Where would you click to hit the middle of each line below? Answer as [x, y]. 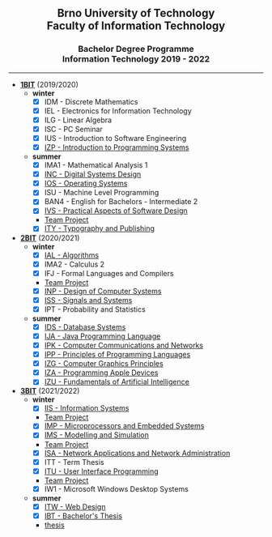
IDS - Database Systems [85, 326]
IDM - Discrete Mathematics [91, 101]
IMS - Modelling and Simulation [97, 435]
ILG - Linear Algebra [78, 120]
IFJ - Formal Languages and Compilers [109, 273]
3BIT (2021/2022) [50, 391]
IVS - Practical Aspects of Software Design [116, 211]
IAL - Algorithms [72, 255]
